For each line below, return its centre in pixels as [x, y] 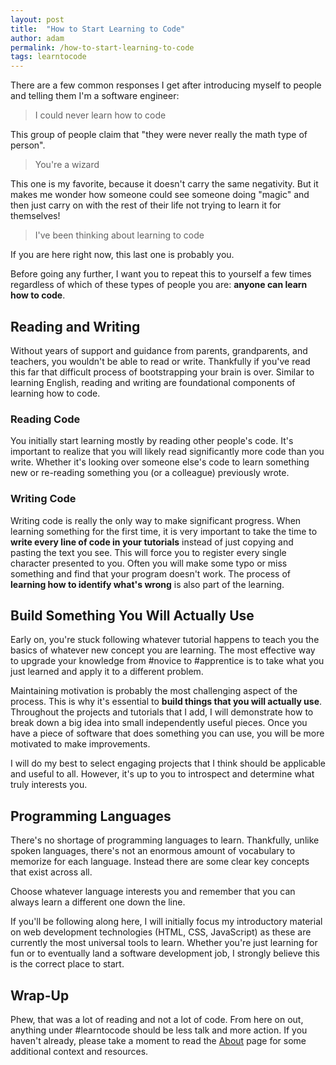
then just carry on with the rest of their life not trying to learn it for [146, 205]
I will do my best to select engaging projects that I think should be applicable [168, 763]
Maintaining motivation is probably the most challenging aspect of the [154, 691]
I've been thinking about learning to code [119, 235]
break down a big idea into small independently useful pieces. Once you [159, 723]
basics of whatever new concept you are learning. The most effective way [163, 650]
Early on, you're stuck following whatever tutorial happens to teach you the [165, 640]
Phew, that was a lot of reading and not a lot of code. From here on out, [157, 1019]
